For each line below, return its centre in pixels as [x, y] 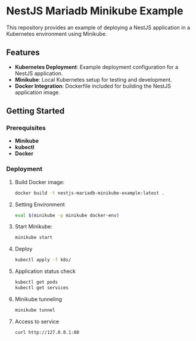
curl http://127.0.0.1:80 [47, 332]
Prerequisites [26, 128]
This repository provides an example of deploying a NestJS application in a [98, 27]
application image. [38, 92]
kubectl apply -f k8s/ [43, 260]
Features [23, 53]
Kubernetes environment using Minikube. [57, 33]
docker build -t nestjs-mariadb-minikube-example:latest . [90, 193]
